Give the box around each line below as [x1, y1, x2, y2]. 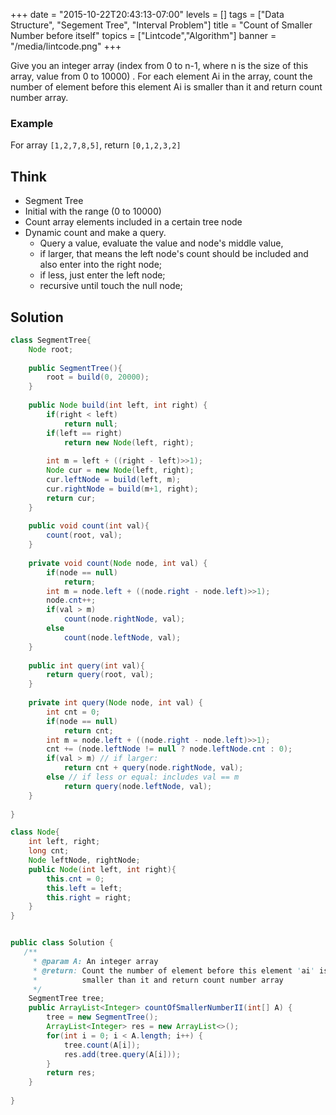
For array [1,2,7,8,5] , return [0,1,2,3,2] [10, 139, 182, 151]
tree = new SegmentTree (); [46, 1012, 159, 1023]
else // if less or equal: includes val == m [46, 772, 240, 783]
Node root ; [28, 344, 74, 354]
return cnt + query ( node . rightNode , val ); [63, 763, 244, 773]
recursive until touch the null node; [39, 280, 183, 292]
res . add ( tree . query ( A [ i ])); [63, 1049, 182, 1059]
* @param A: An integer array [32, 956, 159, 966]
